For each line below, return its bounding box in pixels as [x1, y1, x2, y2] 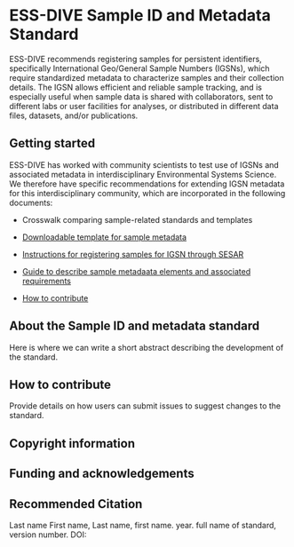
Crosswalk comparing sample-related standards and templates [21, 214, 253, 225]
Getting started [9, 136, 96, 151]
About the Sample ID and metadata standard [9, 319, 260, 334]
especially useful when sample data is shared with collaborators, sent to [9, 91, 274, 102]
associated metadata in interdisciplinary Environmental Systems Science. [9, 169, 277, 179]
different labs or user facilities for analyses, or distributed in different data [9, 100, 279, 111]
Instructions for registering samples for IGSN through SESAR [21, 249, 244, 259]
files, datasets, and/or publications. [9, 110, 139, 121]
